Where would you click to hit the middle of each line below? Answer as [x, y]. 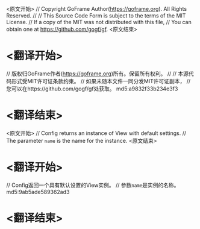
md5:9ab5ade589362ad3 [38, 192]
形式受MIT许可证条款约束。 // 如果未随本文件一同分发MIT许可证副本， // [101, 81]
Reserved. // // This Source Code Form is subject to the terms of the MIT [96, 16]
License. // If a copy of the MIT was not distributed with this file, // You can [99, 22]
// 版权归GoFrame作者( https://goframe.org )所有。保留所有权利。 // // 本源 [97, 74]
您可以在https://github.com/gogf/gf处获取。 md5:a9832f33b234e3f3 [92, 89]
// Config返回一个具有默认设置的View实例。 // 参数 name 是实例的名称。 [93, 185]
